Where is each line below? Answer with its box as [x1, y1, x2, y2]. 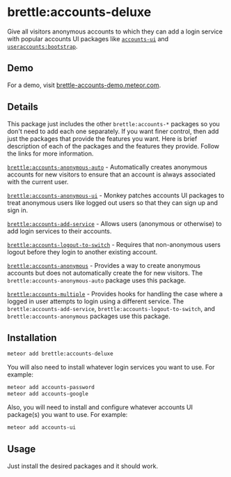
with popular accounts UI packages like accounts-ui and [7, 34, 169, 43]
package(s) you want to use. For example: [7, 411, 128, 418]
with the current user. [7, 177, 69, 185]
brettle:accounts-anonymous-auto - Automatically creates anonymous [7, 162, 207, 171]
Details [7, 101, 38, 113]
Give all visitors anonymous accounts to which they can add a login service [7, 27, 223, 36]
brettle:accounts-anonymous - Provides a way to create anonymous [7, 261, 200, 269]
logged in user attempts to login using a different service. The [7, 297, 184, 305]
